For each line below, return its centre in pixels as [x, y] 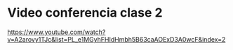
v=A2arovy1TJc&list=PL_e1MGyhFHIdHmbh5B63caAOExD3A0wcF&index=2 [116, 39]
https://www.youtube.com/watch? [56, 32]
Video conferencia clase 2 [85, 13]
